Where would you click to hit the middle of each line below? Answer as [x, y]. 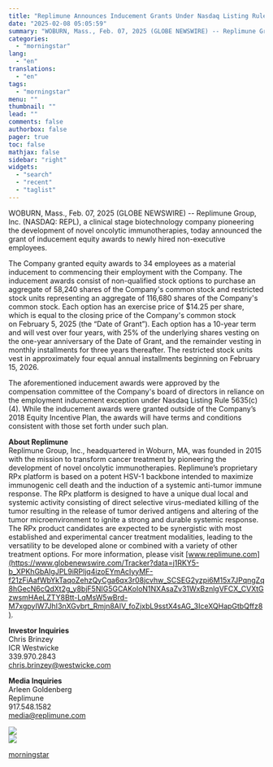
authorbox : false [38, 129]
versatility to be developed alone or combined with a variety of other [123, 545]
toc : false [27, 144]
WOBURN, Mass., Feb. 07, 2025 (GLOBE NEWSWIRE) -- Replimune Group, [133, 213]
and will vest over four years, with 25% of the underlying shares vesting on [134, 332]
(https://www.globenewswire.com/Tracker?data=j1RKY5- [104, 563]
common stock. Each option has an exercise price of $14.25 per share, [126, 307]
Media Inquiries [35, 681]
